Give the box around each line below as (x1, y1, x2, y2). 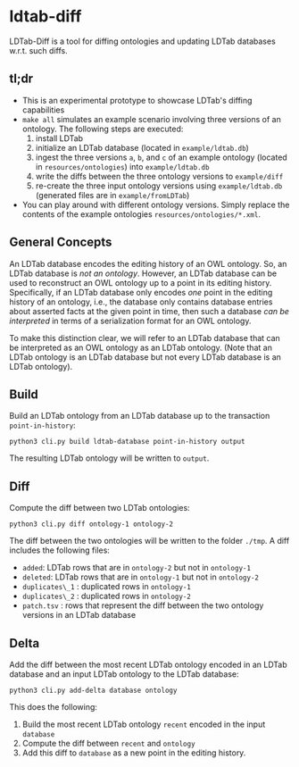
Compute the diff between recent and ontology (21, 738, 195, 748)
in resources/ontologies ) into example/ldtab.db (35, 161, 210, 171)
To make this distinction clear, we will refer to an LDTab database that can (9, 332, 281, 343)
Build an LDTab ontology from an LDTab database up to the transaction (9, 411, 270, 421)
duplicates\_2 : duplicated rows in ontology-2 (21, 591, 192, 602)
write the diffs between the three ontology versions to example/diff (35, 171, 284, 181)
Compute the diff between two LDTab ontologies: (9, 503, 190, 513)
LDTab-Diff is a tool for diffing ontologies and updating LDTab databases (9, 36, 277, 46)
